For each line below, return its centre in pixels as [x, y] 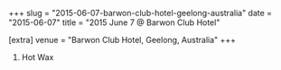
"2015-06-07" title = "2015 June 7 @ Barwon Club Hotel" [114, 22]
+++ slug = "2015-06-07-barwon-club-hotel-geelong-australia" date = [140, 13]
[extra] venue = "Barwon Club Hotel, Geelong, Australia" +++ [122, 40]
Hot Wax [37, 57]
